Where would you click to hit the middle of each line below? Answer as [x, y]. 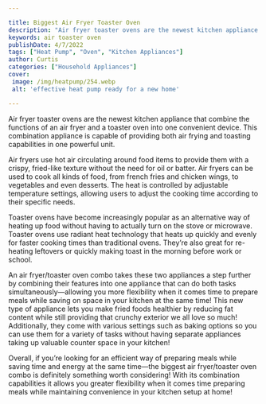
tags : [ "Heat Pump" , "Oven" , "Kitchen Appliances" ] [96, 52]
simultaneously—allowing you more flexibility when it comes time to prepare [133, 292]
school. [20, 259]
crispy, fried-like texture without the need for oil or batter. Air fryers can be [131, 168]
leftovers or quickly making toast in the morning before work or [138, 251]
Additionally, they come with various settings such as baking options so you [133, 325]
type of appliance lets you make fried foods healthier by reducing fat [121, 309]
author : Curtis [33, 60]
